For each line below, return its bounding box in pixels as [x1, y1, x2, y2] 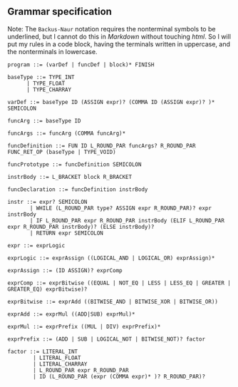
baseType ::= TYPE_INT [7, 73, 75, 81]
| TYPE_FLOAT [26, 80, 66, 87]
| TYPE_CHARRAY [26, 86, 72, 93]
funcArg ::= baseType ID [7, 117, 81, 124]
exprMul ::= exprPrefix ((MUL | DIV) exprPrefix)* [7, 323, 161, 330]
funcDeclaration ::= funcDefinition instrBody [7, 185, 148, 193]
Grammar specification [7, 6, 113, 18]
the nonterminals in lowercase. [7, 47, 98, 56]
